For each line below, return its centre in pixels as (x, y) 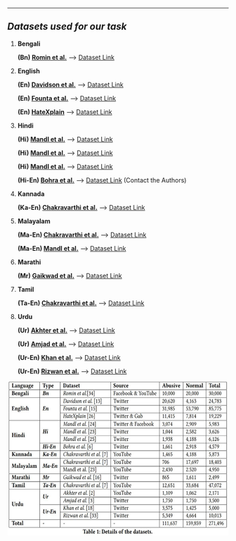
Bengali (29, 44)
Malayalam (34, 221)
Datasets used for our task (67, 26)
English (29, 70)
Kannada (31, 194)
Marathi (29, 262)
